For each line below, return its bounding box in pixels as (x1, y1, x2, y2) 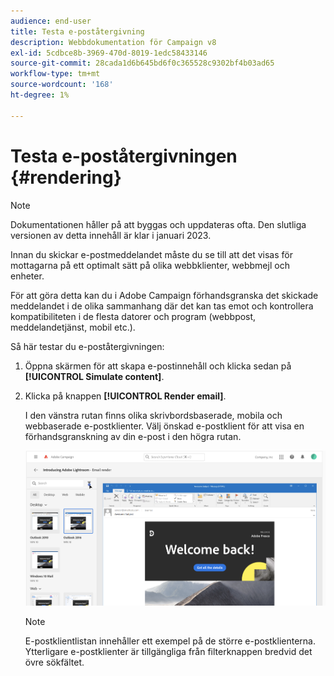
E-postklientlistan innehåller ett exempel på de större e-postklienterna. (24, 635, 316, 647)
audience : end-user (10, 16, 92, 26)
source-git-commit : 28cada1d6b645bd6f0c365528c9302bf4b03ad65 (10, 58, 275, 69)
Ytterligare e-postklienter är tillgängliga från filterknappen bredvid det (24, 646, 313, 658)
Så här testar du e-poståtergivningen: (10, 340, 165, 352)
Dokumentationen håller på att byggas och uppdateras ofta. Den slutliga (10, 218, 307, 230)
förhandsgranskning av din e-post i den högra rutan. (24, 430, 242, 442)
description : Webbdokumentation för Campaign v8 (10, 37, 217, 47)
